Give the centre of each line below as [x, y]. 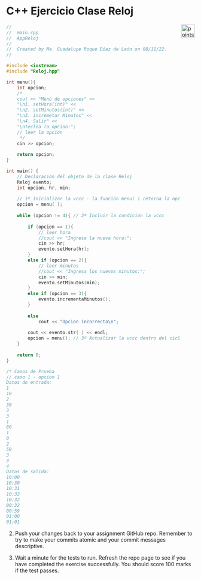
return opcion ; [36, 155]
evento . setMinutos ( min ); [69, 283]
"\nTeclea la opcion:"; [47, 127]
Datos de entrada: [29, 383]
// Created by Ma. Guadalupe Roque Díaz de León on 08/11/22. [87, 49]
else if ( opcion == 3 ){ [57, 294]
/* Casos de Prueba [31, 371]
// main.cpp [22, 32]
